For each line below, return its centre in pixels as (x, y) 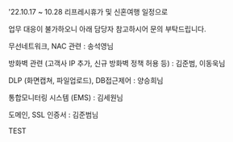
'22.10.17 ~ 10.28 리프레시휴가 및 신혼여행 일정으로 (88, 12)
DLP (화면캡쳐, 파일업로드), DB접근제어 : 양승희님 (86, 80)
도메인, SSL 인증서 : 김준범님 (54, 115)
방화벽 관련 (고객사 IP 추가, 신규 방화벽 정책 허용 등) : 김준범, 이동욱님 (117, 63)
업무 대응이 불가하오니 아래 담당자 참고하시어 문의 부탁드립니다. (108, 29)
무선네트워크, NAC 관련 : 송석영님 (61, 46)
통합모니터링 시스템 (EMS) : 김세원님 (66, 98)
